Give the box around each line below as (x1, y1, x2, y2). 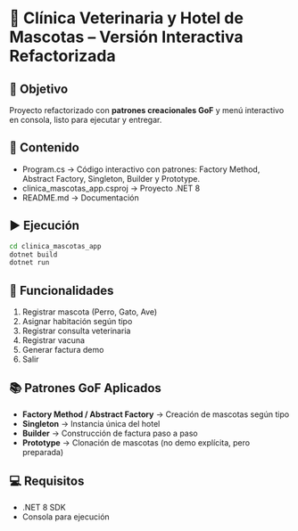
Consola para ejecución (21, 511, 110, 522)
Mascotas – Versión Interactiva (9, 27, 244, 47)
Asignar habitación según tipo (21, 316, 133, 327)
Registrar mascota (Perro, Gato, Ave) (21, 306, 158, 317)
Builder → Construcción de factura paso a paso (21, 428, 198, 438)
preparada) (21, 446, 64, 457)
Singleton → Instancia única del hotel (21, 418, 161, 429)
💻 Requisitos (9, 474, 85, 489)
